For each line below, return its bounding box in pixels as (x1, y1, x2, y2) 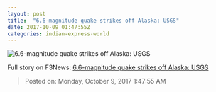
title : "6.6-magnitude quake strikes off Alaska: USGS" (7, 17, 180, 24)
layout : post (7, 10, 46, 18)
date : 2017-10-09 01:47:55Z (7, 23, 91, 30)
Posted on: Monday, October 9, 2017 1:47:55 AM (24, 77, 166, 86)
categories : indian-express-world (7, 30, 110, 38)
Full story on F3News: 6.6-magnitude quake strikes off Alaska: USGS (7, 63, 209, 71)
